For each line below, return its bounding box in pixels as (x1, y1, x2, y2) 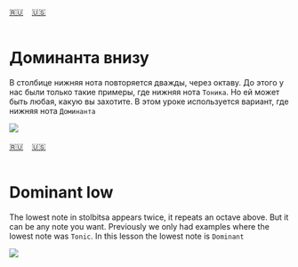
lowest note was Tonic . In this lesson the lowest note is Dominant (9, 231, 245, 241)
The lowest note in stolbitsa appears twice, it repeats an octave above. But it (9, 212, 289, 222)
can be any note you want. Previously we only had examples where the (9, 221, 270, 231)
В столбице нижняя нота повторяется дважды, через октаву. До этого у (9, 77, 285, 87)
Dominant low (9, 182, 114, 203)
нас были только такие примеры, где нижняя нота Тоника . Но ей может (9, 86, 280, 97)
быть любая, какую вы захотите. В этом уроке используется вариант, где (9, 96, 289, 107)
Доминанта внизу (9, 48, 149, 69)
